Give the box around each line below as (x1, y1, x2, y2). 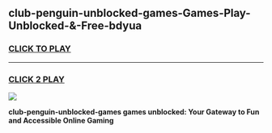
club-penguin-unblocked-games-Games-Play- (8, 6, 251, 20)
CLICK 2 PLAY (8, 73, 65, 85)
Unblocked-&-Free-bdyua (8, 19, 142, 33)
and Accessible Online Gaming (8, 115, 114, 125)
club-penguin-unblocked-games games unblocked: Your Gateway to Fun (8, 106, 260, 116)
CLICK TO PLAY (8, 44, 71, 55)
